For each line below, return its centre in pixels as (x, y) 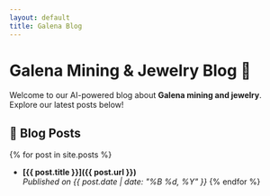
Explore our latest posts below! (67, 105)
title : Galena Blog (46, 26)
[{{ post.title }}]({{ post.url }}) (79, 173)
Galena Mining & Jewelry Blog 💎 (130, 71)
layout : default (40, 18)
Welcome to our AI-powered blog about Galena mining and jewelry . (136, 95)
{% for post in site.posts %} (61, 155)
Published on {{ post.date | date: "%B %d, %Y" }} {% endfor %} (141, 182)
